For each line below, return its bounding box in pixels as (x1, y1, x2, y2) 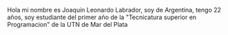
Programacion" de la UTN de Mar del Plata (7, 21, 128, 28)
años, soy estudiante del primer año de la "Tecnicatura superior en (7, 13, 197, 21)
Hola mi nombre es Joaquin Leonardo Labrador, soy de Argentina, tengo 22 (7, 6, 222, 14)
